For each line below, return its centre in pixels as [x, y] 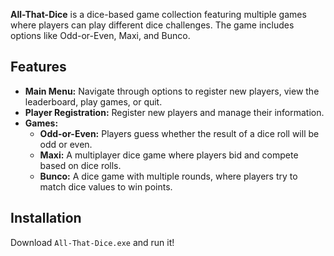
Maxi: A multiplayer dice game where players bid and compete [169, 155]
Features [38, 67]
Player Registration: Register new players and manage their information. [174, 112]
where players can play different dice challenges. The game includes [152, 25]
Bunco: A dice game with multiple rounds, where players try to [168, 176]
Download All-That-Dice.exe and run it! [92, 242]
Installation [46, 218]
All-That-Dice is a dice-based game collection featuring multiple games [158, 14]
